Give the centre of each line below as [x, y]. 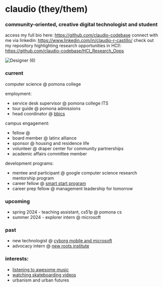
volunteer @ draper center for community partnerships [68, 148]
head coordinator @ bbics [39, 113]
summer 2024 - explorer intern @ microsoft [56, 217]
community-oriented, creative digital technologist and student [81, 25]
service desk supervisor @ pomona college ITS [60, 103]
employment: [18, 93]
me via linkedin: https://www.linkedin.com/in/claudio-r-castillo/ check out [80, 40]
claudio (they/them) [46, 9]
